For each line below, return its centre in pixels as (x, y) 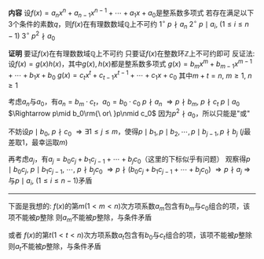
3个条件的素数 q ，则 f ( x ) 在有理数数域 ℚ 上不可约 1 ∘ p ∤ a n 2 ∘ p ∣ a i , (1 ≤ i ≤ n (129, 24)
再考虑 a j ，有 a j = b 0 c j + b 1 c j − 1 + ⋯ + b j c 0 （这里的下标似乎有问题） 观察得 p (129, 160)
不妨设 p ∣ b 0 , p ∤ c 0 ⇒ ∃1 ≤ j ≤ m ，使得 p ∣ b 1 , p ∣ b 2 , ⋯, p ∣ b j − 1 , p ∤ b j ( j (126, 132)
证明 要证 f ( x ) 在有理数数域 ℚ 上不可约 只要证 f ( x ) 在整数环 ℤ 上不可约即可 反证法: (132, 53)
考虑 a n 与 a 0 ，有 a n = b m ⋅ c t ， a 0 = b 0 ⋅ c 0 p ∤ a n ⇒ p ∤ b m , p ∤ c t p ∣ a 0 (124, 103)
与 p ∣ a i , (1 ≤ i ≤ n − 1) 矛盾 (50, 181)
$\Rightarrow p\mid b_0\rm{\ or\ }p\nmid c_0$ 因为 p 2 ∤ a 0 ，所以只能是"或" (129, 114)
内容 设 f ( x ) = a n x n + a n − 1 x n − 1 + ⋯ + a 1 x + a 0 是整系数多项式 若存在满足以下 (131, 13)
